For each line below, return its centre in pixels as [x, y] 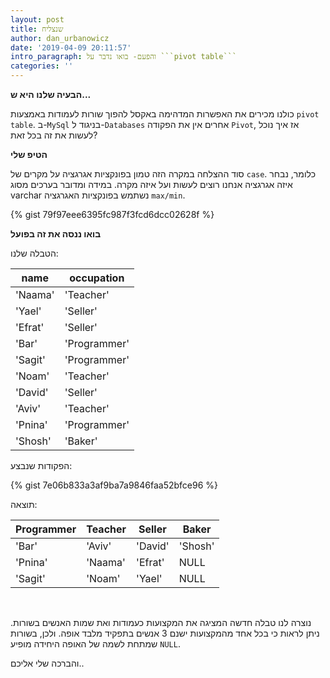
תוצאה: [24, 504]
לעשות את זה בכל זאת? [54, 135]
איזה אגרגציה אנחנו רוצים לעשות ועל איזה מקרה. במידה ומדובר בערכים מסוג [151, 184]
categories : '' [42, 66]
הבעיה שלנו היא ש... [51, 94]
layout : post [37, 19]
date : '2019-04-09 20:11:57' [71, 47]
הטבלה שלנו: [34, 253]
